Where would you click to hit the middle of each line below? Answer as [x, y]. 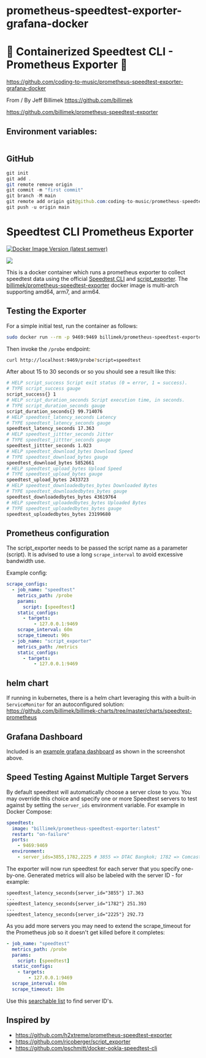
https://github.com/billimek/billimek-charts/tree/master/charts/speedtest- [99, 711]
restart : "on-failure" [41, 834]
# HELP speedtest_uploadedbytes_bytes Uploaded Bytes [77, 503]
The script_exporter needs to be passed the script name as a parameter [97, 548]
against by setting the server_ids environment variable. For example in [96, 805]
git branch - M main [31, 196]
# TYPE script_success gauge [44, 389]
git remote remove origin [39, 185]
